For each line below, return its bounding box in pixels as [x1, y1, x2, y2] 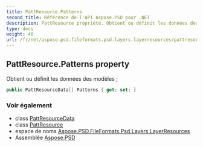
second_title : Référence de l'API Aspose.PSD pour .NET [6, 14, 150, 20]
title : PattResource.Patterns [6, 8, 83, 15]
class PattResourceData [14, 114, 75, 122]
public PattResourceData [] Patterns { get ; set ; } [6, 87, 137, 93]
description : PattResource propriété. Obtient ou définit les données [6, 20, 188, 26]
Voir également [6, 101, 53, 109]
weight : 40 [6, 31, 34, 37]
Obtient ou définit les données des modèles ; [6, 75, 118, 82]
